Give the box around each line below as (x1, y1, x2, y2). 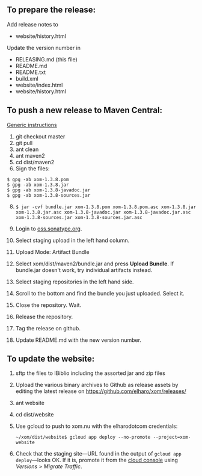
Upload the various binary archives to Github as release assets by (15, 382, 179, 389)
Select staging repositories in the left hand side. (15, 278, 134, 285)
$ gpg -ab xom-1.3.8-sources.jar (7, 192, 91, 198)
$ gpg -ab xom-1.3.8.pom (7, 176, 69, 182)
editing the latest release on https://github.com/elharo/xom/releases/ (15, 388, 187, 395)
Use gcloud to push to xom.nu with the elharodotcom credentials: (15, 422, 178, 430)
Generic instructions (7, 121, 57, 128)
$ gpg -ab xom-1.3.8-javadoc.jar (7, 187, 91, 193)
